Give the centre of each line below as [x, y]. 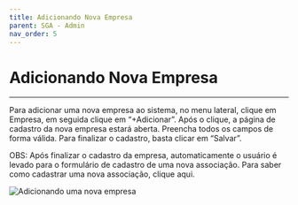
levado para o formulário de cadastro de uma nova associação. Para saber [145, 165]
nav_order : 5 [33, 34]
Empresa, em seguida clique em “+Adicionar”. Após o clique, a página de [143, 119]
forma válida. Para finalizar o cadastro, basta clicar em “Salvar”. [125, 139]
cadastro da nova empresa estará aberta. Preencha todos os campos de [141, 129]
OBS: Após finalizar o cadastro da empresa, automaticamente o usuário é [143, 156]
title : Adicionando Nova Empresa [71, 17]
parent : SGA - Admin [47, 26]
